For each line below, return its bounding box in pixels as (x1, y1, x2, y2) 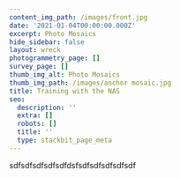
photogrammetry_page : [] (9, 54, 101, 63)
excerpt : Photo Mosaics (9, 29, 97, 38)
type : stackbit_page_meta (17, 136, 113, 145)
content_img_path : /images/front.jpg (9, 12, 148, 22)
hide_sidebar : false (9, 37, 86, 47)
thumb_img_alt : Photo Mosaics (9, 70, 121, 79)
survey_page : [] (9, 63, 69, 71)
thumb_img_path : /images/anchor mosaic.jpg (9, 78, 172, 87)
